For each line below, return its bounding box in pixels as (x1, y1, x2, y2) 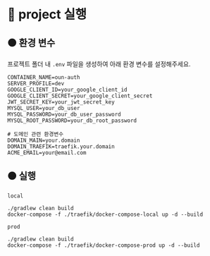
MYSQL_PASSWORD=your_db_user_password (7, 111, 121, 118)
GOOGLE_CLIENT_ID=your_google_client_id (7, 86, 128, 93)
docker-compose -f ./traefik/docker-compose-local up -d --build (7, 211, 203, 218)
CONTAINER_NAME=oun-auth (7, 74, 80, 81)
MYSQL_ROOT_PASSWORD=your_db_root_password (7, 117, 137, 124)
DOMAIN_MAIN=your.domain (7, 137, 80, 144)
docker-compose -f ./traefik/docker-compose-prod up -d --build (7, 241, 200, 249)
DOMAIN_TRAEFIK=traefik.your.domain (7, 143, 115, 150)
